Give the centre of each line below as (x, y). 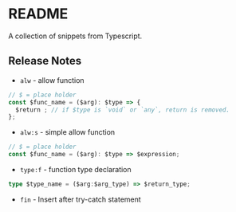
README (38, 14)
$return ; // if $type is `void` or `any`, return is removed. (122, 110)
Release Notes (45, 61)
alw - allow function (52, 80)
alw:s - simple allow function (67, 132)
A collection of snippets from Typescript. (75, 36)
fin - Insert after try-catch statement (80, 199)
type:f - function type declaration (75, 169)
